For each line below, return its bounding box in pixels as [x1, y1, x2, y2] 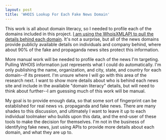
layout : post [5, 7, 32, 12]
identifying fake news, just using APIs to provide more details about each [5, 124, 155, 130]
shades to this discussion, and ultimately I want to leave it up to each [5, 108, 146, 114]
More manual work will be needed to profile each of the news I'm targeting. [5, 56, 159, 62]
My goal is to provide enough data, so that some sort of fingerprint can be [5, 97, 157, 103]
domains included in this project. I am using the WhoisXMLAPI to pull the [5, 31, 154, 37]
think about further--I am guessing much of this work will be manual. [5, 88, 146, 94]
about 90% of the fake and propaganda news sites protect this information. [5, 47, 160, 53]
